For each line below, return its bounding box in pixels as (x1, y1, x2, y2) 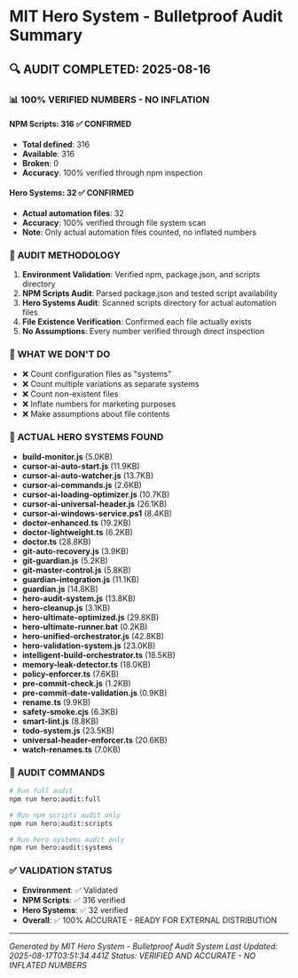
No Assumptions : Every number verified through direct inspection (21, 326, 265, 337)
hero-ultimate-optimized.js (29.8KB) (21, 612, 160, 622)
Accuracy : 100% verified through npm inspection (21, 167, 203, 178)
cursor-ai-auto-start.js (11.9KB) (21, 461, 140, 471)
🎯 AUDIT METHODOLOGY (9, 249, 122, 261)
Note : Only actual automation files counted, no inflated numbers (21, 227, 257, 237)
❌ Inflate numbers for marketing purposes (21, 398, 176, 409)
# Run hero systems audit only (9, 835, 125, 844)
